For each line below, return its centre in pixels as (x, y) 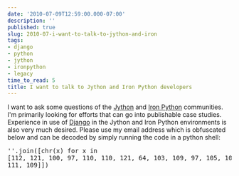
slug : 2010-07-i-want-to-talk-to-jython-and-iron (83, 34)
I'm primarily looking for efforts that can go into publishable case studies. (115, 115)
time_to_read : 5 (31, 80)
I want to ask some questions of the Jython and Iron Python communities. (115, 107)
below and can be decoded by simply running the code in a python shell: (114, 138)
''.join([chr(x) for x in (53, 151)
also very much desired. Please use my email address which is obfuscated (117, 130)
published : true (31, 27)
